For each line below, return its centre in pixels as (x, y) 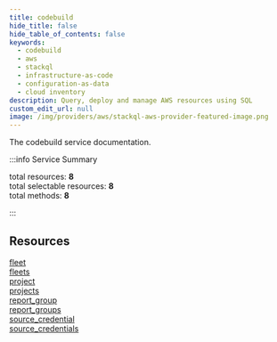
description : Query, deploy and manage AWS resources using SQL (131, 100)
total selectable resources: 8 (61, 186)
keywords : (28, 42)
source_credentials (44, 328)
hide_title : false (43, 26)
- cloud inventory (52, 92)
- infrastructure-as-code (65, 76)
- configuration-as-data (63, 84)
